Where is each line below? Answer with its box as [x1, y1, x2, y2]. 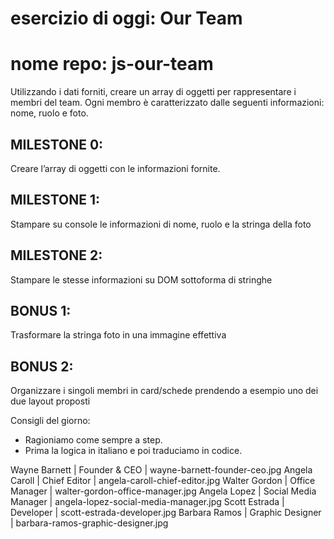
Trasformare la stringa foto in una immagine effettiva [10, 329, 227, 341]
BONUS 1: [10, 302, 72, 319]
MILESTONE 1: [10, 192, 101, 209]
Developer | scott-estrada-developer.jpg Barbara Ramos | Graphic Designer [10, 507, 322, 519]
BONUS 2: [10, 358, 74, 375]
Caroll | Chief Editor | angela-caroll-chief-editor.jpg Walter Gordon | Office [10, 475, 316, 487]
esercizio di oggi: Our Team [10, 7, 243, 30]
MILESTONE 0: [10, 136, 104, 153]
